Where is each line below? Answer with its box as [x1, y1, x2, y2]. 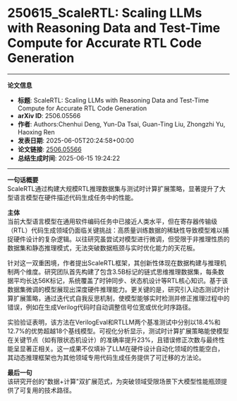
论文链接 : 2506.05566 [17, 145, 83, 153]
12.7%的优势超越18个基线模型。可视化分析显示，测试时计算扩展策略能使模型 [7, 327, 229, 335]
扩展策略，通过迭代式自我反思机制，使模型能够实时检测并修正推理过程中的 [13, 294, 230, 302]
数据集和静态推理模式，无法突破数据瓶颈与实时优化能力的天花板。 [7, 243, 199, 252]
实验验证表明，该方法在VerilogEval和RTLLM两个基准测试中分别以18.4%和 [7, 318, 221, 326]
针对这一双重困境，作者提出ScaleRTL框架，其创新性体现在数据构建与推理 [7, 258, 221, 267]
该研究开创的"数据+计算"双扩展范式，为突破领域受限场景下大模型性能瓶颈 [7, 377, 221, 385]
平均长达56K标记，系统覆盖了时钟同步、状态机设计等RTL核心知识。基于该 [13, 276, 229, 284]
